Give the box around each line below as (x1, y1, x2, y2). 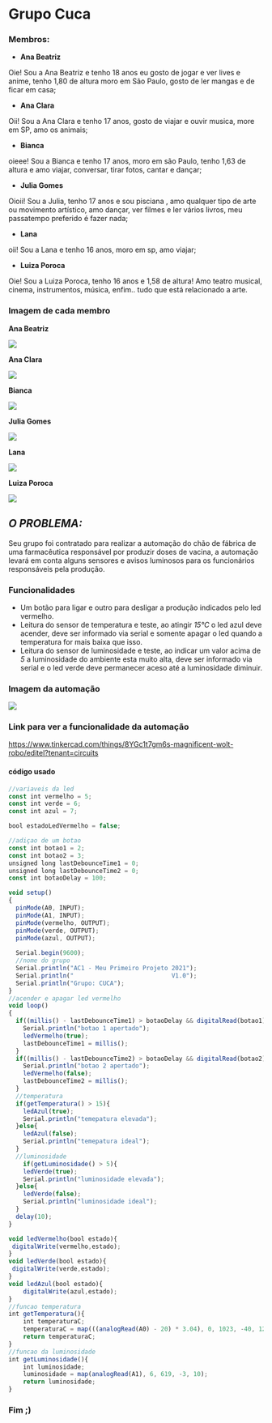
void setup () (8, 888, 53, 897)
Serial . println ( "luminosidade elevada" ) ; (23, 1175, 164, 1183)
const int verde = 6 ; (8, 799, 82, 808)
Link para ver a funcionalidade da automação (8, 722, 189, 733)
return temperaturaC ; (23, 1333, 96, 1341)
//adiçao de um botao (8, 837, 82, 845)
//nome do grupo (15, 956, 70, 965)
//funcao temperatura (8, 1302, 82, 1310)
